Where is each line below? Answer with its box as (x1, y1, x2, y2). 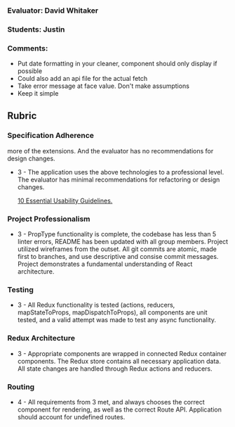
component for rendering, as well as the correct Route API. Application (17, 405, 222, 414)
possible (17, 67, 43, 75)
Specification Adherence (7, 131, 95, 141)
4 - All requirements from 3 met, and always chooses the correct (17, 398, 205, 407)
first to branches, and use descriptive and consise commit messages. (17, 253, 219, 261)
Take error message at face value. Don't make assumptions (17, 82, 189, 90)
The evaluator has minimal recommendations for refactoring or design (17, 175, 220, 184)
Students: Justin (7, 24, 65, 34)
